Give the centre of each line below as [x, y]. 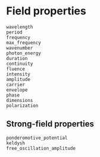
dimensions [20, 100]
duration [17, 58]
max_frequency [24, 43]
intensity [18, 74]
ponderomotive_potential [37, 138]
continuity [20, 64]
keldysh [16, 143]
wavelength [20, 27]
